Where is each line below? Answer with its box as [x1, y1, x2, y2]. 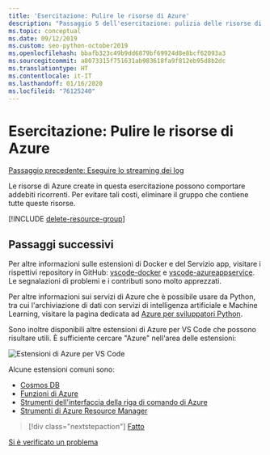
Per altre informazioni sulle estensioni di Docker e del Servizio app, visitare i [8, 259, 261, 269]
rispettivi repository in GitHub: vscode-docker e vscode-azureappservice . [8, 268, 255, 277]
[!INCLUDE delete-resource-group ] [8, 214, 125, 224]
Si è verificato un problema [8, 437, 99, 447]
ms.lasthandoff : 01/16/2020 [8, 79, 103, 87]
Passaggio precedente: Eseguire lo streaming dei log [8, 166, 184, 175]
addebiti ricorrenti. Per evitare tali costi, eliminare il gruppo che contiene [8, 190, 249, 200]
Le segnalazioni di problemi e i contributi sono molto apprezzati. [8, 276, 222, 286]
